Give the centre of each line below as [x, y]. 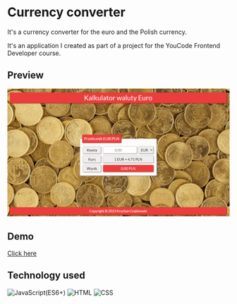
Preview [26, 75]
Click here [22, 253]
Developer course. [34, 53]
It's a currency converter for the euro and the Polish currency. [97, 32]
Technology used [47, 275]
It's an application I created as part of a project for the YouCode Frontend [114, 45]
